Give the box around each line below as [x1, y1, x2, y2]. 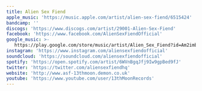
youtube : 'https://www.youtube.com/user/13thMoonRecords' [6, 75, 155, 81]
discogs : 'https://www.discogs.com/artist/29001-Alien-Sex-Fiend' [6, 25, 176, 32]
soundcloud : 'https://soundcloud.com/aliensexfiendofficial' [6, 53, 163, 59]
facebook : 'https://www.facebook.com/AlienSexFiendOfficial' [6, 31, 163, 37]
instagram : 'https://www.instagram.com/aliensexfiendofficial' [6, 48, 168, 54]
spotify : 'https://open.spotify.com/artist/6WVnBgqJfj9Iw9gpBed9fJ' [6, 59, 182, 65]
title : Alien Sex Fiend [6, 8, 66, 15]
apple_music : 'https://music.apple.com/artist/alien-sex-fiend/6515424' [6, 14, 192, 20]
